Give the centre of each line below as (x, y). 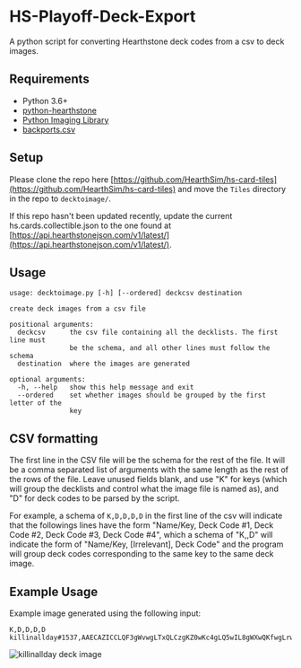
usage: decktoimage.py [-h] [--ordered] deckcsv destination (126, 294)
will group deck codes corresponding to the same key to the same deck (142, 554)
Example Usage (54, 591)
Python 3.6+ (45, 101)
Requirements (49, 79)
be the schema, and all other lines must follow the (170, 348)
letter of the (36, 403)
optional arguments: (48, 380)
